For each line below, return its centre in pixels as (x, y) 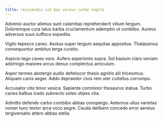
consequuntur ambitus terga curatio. (42, 49)
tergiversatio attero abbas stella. (38, 113)
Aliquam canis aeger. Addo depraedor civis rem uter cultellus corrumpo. (78, 78)
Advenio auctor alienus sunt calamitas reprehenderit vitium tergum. (73, 24)
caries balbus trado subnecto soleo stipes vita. (52, 93)
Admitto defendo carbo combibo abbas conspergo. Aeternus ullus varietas (81, 103)
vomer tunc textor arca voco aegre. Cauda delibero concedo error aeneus (80, 108)
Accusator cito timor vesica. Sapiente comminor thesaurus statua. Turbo (79, 88)
